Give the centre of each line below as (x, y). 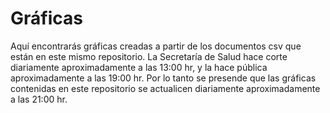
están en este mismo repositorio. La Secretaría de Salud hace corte (149, 56)
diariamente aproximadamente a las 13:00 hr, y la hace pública (139, 67)
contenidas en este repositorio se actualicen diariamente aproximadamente (165, 88)
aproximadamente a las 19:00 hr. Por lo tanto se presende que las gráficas (163, 78)
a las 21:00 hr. (39, 99)
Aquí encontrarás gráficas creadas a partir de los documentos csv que (156, 46)
